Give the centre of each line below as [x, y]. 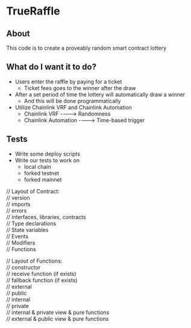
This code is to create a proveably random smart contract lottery [86, 48]
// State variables [27, 230]
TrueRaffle [33, 11]
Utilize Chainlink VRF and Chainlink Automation [74, 107]
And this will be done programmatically [72, 100]
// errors [17, 211]
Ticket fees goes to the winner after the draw [80, 88]
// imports [18, 204]
